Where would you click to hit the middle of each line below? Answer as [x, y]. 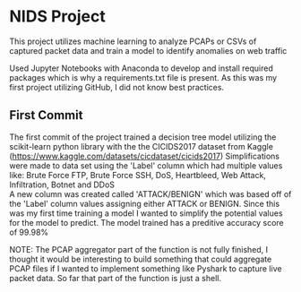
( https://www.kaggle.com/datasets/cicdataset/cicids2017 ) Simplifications [145, 156]
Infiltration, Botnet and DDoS [62, 185]
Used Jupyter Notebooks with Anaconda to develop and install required [141, 68]
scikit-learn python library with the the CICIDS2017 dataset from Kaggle [141, 146]
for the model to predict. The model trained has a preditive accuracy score [146, 222]
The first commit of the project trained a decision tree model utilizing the [143, 137]
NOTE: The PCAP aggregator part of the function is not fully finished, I [139, 249]
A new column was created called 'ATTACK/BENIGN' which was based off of [150, 193]
